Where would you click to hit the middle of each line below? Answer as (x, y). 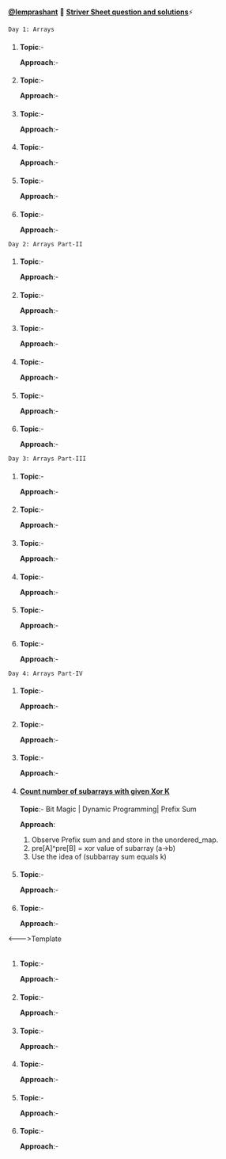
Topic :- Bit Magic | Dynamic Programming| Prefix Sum (108, 809)
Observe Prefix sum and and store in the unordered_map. (125, 840)
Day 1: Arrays (32, 29)
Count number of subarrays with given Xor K (94, 791)
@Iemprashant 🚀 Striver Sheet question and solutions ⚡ (101, 12)
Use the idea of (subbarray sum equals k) (99, 856)
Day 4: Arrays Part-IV (45, 673)
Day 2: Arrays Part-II (45, 244)
